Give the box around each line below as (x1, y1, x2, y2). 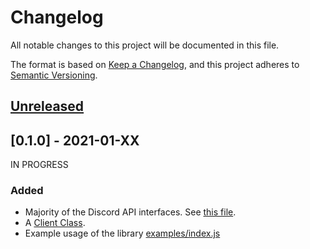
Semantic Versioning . (10, 69, 98, 81)
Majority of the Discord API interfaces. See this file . (24, 206, 237, 218)
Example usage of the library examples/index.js (24, 227, 221, 240)
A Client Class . (24, 217, 86, 229)
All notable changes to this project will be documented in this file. (10, 39, 280, 51)
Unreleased (10, 98, 85, 115)
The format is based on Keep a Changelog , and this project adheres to (10, 58, 300, 70)
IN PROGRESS (10, 159, 69, 171)
